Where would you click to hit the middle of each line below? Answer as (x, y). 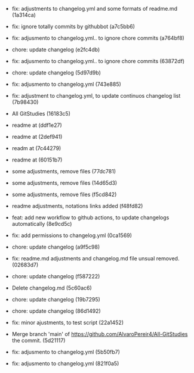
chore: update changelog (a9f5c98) (56, 247)
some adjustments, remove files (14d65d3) (64, 183)
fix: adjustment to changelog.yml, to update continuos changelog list (96, 96)
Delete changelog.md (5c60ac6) (52, 288)
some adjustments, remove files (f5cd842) (64, 194)
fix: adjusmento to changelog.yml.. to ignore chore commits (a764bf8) (98, 38)
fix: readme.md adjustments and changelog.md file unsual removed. (96, 258)
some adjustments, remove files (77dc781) (64, 171)
